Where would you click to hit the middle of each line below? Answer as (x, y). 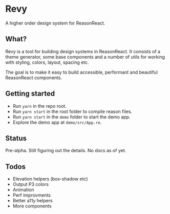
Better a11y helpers (33, 201)
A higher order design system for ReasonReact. (55, 23)
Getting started (30, 94)
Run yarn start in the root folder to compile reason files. (72, 111)
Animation (23, 190)
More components (32, 206)
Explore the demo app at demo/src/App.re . (57, 122)
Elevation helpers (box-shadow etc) (50, 179)
